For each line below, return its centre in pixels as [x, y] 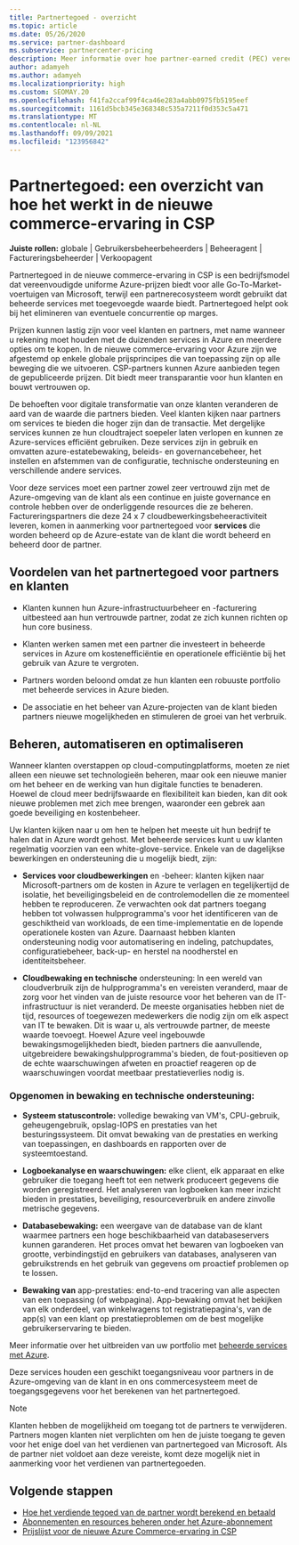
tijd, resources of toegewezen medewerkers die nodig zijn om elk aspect [155, 1016]
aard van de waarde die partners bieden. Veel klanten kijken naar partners [145, 413]
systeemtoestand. [55, 1153]
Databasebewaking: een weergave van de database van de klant [142, 1225]
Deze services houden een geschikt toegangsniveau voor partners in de [141, 1371]
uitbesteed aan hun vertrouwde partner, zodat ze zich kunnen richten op [155, 617]
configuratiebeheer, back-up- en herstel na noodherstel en [130, 951]
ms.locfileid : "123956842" [59, 142]
